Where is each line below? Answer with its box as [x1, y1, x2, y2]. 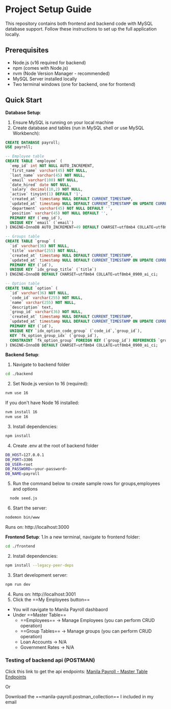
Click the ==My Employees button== [12, 597, 90, 603]
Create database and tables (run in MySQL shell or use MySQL [12, 125, 145, 131]
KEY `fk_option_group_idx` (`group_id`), [10, 333, 99, 338]
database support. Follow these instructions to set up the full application [5, 25, 157, 32]
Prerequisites [5, 46, 49, 54]
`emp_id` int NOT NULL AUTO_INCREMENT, [10, 163, 95, 168]
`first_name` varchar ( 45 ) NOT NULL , [10, 168, 88, 173]
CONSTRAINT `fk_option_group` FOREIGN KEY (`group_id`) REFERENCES [10, 337, 156, 343]
